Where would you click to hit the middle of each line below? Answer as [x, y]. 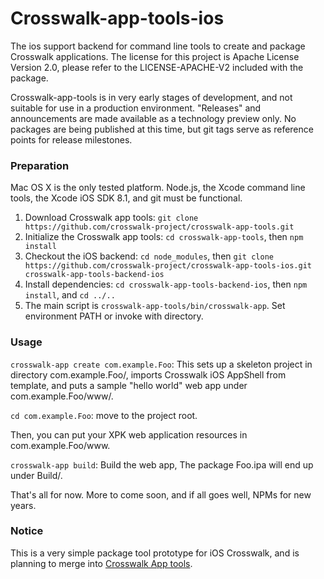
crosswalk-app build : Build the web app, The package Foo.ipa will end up [162, 464]
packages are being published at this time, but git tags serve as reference [162, 129]
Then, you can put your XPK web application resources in [129, 434]
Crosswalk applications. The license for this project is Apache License [155, 56]
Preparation [40, 165]
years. [23, 505]
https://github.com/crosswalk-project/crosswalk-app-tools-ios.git [168, 266]
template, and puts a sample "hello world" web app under [129, 385]
